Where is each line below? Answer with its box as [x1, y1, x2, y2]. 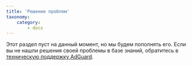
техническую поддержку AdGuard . [6, 53, 94, 60]
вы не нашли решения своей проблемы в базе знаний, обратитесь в [6, 47, 178, 54]
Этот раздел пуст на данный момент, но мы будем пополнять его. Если [6, 41, 187, 48]
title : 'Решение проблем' [6, 8, 69, 15]
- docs [27, 25, 44, 31]
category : [16, 19, 41, 25]
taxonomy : [6, 14, 31, 20]
